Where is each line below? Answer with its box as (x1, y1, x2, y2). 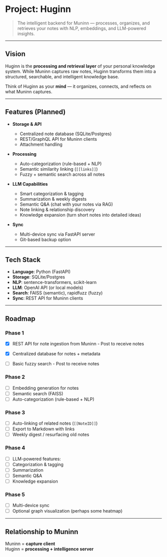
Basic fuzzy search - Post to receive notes (12, 361, 99, 367)
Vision (5, 50, 26, 58)
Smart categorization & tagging (19, 191, 84, 197)
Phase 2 (5, 373, 25, 380)
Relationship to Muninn (5, 528, 79, 536)
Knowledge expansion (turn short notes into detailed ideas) (19, 212, 142, 218)
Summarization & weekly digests (19, 196, 87, 202)
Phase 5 (5, 491, 25, 498)
